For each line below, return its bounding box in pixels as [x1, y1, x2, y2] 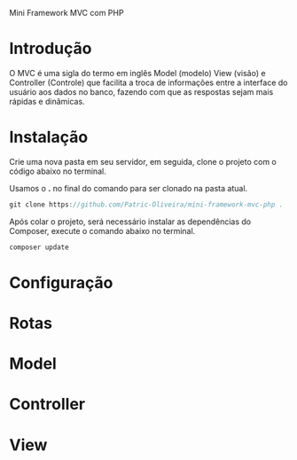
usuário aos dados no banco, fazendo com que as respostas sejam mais [9, 86, 274, 97]
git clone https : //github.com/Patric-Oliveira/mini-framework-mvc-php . [9, 199, 284, 209]
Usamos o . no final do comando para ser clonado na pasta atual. [9, 183, 248, 193]
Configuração [9, 272, 113, 292]
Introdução [9, 39, 92, 58]
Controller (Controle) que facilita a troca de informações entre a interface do [9, 77, 288, 88]
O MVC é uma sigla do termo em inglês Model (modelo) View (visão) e [9, 67, 266, 78]
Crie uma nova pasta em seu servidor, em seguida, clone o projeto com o [9, 156, 277, 167]
